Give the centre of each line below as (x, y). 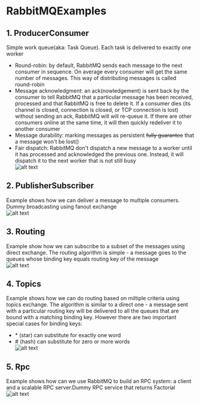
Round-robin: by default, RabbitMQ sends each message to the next (99, 65)
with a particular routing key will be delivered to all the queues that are (93, 311)
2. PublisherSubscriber (50, 186)
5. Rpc (18, 367)
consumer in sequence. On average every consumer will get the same (101, 72)
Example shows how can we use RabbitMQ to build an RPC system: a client (99, 381)
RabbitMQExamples (56, 11)
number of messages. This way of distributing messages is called (96, 78)
